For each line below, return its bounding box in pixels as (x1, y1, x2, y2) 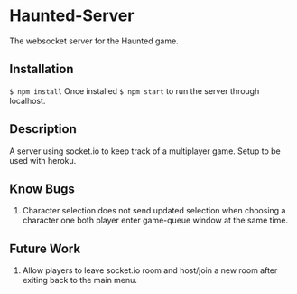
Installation (9, 62, 74, 77)
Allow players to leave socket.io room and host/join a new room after (22, 265, 278, 276)
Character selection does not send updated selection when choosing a (22, 205, 286, 216)
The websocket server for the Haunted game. (9, 35, 179, 46)
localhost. (9, 95, 46, 106)
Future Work (9, 241, 81, 256)
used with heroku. (9, 155, 77, 166)
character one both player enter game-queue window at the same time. (22, 214, 289, 226)
